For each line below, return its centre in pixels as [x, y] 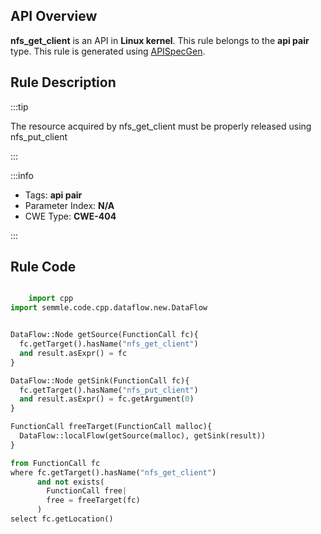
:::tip [19, 106]
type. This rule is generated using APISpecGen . [108, 51]
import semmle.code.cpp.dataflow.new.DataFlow [109, 308]
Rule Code [43, 267]
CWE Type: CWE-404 [70, 216]
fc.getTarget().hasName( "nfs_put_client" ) [109, 390]
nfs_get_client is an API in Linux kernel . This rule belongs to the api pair [160, 40]
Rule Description [63, 82]
